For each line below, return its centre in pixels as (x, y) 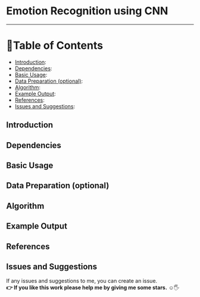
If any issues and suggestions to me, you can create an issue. (82, 281)
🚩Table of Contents (54, 46)
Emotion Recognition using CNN (87, 11)
